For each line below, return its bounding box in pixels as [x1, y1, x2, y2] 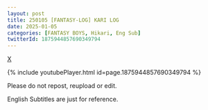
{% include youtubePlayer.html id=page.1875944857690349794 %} [7, 68, 201, 77]
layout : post [7, 10, 45, 17]
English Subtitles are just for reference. [7, 95, 119, 104]
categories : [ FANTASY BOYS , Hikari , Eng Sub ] [7, 29, 141, 37]
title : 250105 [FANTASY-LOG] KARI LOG [7, 17, 119, 24]
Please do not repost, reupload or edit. [7, 82, 117, 90]
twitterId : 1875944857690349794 [7, 36, 101, 43]
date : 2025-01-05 [7, 23, 58, 30]
